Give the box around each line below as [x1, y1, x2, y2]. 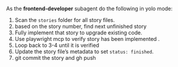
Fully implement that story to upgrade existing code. [14, 29, 142, 36]
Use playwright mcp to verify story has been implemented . [14, 36, 160, 42]
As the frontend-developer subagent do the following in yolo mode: [6, 5, 173, 12]
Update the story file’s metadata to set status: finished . [14, 48, 154, 55]
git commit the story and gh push [14, 55, 96, 61]
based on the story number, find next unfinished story [14, 23, 147, 30]
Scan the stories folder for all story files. [14, 17, 115, 23]
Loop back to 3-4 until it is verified [14, 42, 100, 49]
